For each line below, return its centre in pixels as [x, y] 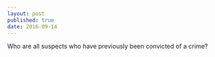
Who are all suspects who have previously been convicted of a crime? [107, 47]
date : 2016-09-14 [32, 26]
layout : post [26, 14]
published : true [31, 20]
